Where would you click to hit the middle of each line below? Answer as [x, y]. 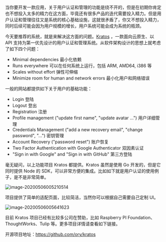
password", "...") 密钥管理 [38, 135]
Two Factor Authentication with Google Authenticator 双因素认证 [78, 148]
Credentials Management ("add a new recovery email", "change [77, 130]
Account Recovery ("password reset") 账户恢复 [60, 142]
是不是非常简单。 [31, 177]
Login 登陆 [23, 99]
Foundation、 [141, 217]
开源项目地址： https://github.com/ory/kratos [50, 234]
